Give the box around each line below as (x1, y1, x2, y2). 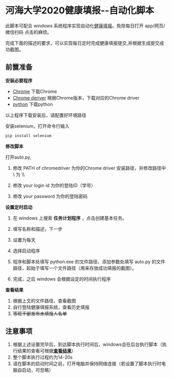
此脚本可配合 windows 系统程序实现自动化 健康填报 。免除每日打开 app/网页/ (5, 23, 165, 29)
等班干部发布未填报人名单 (12, 310, 67, 316)
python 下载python (12, 101, 53, 107)
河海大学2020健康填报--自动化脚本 (5, 5, 155, 16)
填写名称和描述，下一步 (12, 226, 63, 232)
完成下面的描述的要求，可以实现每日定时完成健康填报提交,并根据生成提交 (5, 39, 160, 46)
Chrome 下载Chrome (12, 88, 58, 94)
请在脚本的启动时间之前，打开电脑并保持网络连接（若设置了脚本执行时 (12, 361, 162, 367)
